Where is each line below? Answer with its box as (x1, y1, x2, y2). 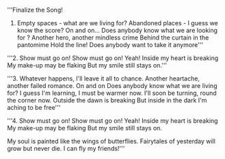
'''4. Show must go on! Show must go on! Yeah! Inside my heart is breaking (7, 117, 218, 125)
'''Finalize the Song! (7, 6, 64, 14)
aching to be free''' (7, 104, 61, 111)
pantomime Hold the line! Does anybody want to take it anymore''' (16, 41, 204, 48)
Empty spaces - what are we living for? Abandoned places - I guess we (16, 19, 219, 27)
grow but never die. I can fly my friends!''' (7, 145, 125, 152)
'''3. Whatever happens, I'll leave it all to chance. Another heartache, (7, 74, 200, 83)
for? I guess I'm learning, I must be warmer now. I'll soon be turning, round (7, 89, 217, 97)
